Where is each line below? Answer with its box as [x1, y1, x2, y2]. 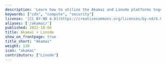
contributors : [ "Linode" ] [5, 52, 58, 58]
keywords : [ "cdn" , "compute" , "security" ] [5, 12, 94, 17]
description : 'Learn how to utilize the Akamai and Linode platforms [5, 7, 152, 12]
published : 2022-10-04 [5, 25, 52, 30]
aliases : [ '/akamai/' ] [5, 21, 52, 26]
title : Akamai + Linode [5, 30, 54, 35]
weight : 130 [5, 43, 30, 48]
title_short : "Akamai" [5, 39, 52, 44]
